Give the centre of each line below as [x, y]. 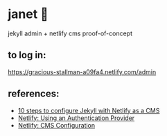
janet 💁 [28, 14]
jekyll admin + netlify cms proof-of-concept [70, 33]
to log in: [27, 55]
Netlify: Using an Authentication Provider [76, 118]
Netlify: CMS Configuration [56, 125]
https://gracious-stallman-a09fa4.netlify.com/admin [82, 71]
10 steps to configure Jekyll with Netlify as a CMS [89, 110]
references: [34, 94]
